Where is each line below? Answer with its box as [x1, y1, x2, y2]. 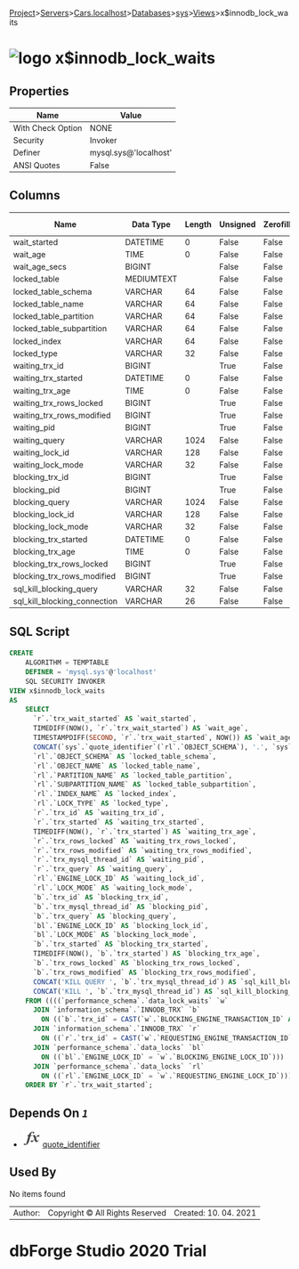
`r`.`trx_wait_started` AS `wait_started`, [32, 714, 198, 724]
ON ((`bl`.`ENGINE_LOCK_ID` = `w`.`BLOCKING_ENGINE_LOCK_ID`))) [41, 1053, 285, 1062]
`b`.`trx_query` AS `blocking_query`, [32, 912, 177, 921]
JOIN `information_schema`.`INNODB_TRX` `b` [32, 1005, 201, 1014]
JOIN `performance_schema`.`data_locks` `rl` [32, 1062, 205, 1071]
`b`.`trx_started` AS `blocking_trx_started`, [32, 940, 209, 949]
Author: [12, 1207, 41, 1218]
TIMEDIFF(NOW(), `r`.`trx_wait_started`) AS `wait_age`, [32, 724, 249, 733]
